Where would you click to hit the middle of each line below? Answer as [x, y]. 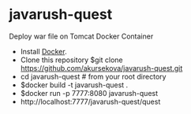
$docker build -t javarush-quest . [74, 85]
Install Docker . [43, 51]
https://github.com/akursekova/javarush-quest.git [101, 68]
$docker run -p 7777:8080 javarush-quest [89, 93]
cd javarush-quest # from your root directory [93, 76]
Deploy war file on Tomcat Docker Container [81, 36]
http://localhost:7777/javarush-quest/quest [90, 101]
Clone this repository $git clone [71, 60]
